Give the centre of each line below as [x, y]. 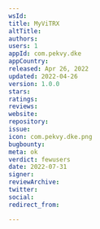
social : [22, 197]
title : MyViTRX [34, 24]
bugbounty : [27, 144]
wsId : [17, 16]
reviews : [23, 106]
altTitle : [25, 31]
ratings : [23, 99]
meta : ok [23, 152]
